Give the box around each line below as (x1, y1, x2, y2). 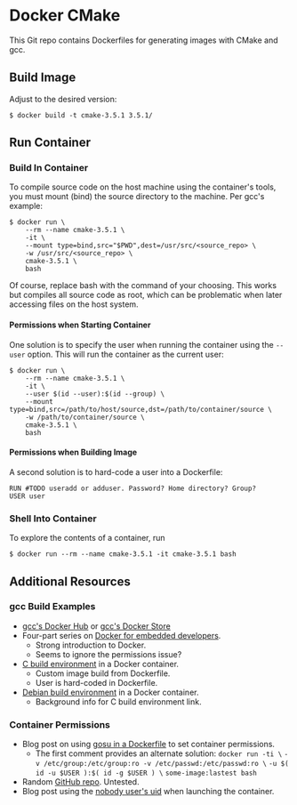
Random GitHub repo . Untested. (21, 777, 140, 787)
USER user (9, 491, 46, 501)
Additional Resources (9, 574, 131, 589)
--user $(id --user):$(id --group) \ (25, 389, 165, 398)
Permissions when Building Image (9, 447, 138, 458)
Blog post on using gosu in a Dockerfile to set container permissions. (21, 739, 276, 750)
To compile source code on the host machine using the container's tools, (9, 181, 277, 192)
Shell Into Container (9, 512, 97, 525)
